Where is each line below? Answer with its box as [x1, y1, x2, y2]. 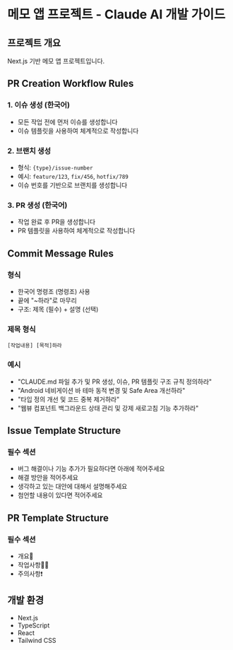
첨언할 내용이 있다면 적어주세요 [17, 491, 103, 500]
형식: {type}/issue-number [17, 163, 93, 172]
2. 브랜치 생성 [7, 146, 52, 155]
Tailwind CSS [17, 636, 56, 644]
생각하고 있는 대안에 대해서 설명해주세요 [17, 482, 128, 491]
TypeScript [17, 621, 50, 630]
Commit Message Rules [7, 247, 114, 259]
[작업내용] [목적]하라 [7, 342, 62, 350]
